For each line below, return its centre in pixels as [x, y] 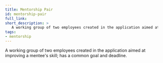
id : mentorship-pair [26, 14]
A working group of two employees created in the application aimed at [75, 50]
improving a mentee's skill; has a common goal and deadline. [66, 55]
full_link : [16, 18]
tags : [10, 32]
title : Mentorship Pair [29, 9]
